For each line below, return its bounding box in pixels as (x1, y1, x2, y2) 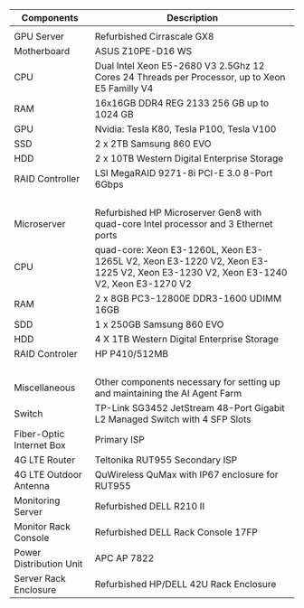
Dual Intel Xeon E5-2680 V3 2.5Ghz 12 (94, 60, 265, 71)
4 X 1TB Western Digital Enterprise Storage (94, 333, 279, 345)
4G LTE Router (14, 454, 75, 466)
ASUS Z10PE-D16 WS (94, 45, 193, 57)
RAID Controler (14, 348, 79, 360)
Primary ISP (94, 434, 145, 445)
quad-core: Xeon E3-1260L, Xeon (94, 244, 244, 256)
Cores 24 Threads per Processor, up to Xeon (94, 71, 286, 83)
